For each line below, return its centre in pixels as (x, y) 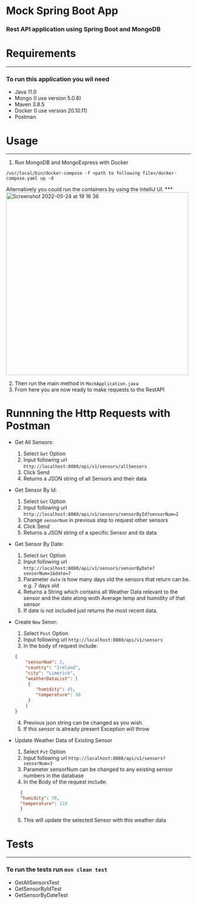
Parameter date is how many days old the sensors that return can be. (107, 579)
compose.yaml (22, 179)
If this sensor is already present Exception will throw (86, 729)
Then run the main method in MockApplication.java (77, 383)
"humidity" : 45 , (56, 689)
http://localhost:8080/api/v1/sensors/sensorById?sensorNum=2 (101, 515)
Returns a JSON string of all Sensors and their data (85, 479)
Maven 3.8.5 (30, 105)
